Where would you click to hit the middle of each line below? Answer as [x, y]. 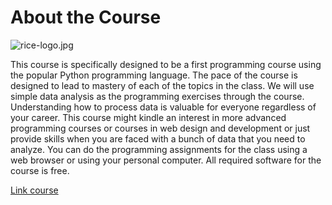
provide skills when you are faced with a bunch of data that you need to [158, 138]
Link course [34, 190]
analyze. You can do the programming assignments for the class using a [159, 149]
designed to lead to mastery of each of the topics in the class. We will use [162, 85]
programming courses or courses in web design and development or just [160, 128]
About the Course [86, 17]
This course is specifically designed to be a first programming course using [166, 64]
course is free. [40, 170]
